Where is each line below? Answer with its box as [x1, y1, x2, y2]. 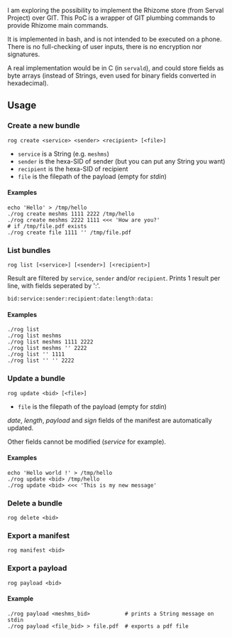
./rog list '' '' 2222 [7, 357, 74, 365]
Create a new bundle [7, 121, 80, 131]
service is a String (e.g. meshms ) [17, 149, 110, 158]
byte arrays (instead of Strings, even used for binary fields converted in [7, 71, 216, 80]
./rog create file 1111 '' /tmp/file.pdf [7, 229, 132, 236]
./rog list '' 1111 [7, 351, 65, 358]
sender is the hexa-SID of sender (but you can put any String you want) [17, 156, 226, 166]
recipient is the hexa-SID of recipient [17, 164, 128, 173]
